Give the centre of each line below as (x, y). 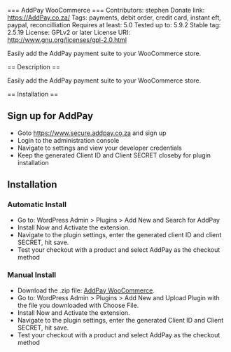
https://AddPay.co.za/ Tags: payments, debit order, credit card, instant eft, (114, 17)
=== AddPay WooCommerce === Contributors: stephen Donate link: (106, 10)
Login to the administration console (68, 140)
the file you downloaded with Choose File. (78, 305)
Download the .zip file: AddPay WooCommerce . (86, 290)
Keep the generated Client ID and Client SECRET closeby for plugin (114, 155)
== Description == (34, 67)
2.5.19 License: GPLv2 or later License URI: (69, 32)
